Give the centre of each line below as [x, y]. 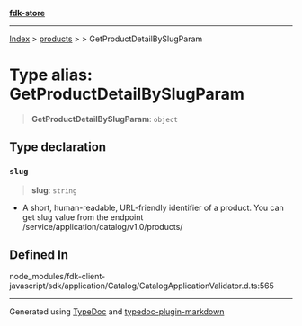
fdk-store [27, 13]
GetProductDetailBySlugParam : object [104, 119]
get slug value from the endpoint [83, 217]
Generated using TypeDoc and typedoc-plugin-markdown [117, 312]
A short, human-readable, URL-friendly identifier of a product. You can [153, 207]
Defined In [39, 255]
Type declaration [58, 147]
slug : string [54, 190]
